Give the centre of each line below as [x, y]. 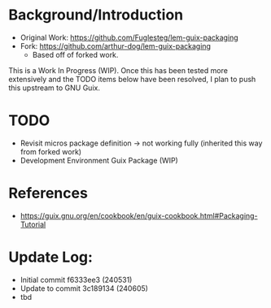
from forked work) [51, 151]
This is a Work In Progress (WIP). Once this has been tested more [118, 70]
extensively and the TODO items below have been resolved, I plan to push [132, 79]
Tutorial [33, 224]
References [48, 193]
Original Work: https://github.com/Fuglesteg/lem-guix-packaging [129, 37]
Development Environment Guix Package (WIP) [99, 160]
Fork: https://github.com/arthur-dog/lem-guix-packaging [116, 46]
